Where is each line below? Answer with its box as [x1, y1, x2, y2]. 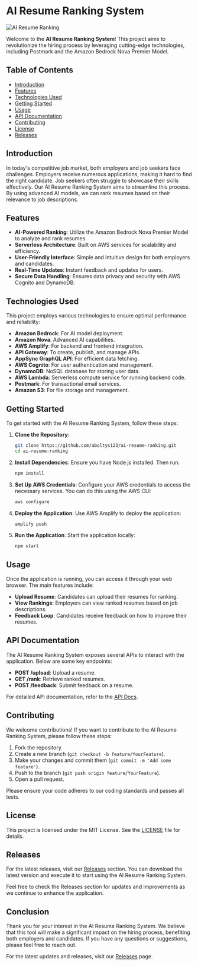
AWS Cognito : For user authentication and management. [14, 361, 154, 368]
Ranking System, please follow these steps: [6, 732, 112, 739]
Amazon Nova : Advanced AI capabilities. [14, 336, 115, 344]
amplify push [14, 521, 47, 527]
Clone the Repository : [14, 431, 70, 438]
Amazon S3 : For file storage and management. [14, 387, 129, 394]
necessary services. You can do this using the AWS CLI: [14, 487, 152, 494]
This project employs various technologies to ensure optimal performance [6, 312, 186, 319]
